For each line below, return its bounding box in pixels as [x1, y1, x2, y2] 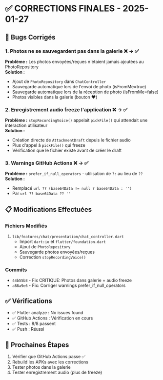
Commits [5, 266, 27, 273]
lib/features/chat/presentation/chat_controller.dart [12, 235, 124, 240]
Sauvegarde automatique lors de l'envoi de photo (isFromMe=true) [12, 83, 146, 89]
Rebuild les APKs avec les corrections [12, 359, 89, 365]
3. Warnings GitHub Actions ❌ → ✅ [5, 160, 89, 166]
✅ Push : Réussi [12, 326, 44, 332]
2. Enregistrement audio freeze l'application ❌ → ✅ [5, 106, 128, 113]
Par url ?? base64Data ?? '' [12, 191, 71, 197]
